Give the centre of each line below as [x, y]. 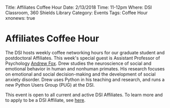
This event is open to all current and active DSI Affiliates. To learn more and [84, 95]
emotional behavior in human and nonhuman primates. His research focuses [85, 68]
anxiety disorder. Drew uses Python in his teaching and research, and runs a [85, 79]
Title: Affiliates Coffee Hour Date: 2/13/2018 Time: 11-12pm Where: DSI [79, 7]
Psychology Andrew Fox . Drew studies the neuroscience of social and [78, 63]
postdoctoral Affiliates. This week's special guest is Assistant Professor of [83, 58]
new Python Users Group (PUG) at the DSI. [50, 85]
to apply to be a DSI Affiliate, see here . [45, 100]
